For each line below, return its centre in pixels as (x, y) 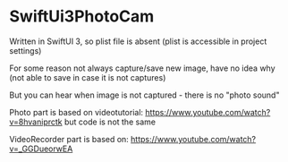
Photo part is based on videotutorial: (76, 112)
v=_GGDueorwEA (41, 149)
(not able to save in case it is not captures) (88, 77)
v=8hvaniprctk (36, 122)
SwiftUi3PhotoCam (82, 17)
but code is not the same (110, 122)
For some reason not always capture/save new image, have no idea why (142, 68)
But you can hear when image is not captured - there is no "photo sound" (144, 95)
